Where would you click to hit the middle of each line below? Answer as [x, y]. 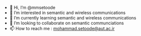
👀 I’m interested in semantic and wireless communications [68, 13]
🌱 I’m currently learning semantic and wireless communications [73, 18]
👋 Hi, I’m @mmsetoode [32, 8]
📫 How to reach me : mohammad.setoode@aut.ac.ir [62, 28]
